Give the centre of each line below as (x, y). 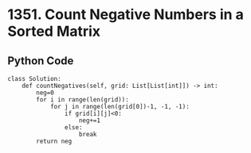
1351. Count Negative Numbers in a (126, 15)
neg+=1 (90, 120)
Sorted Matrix (54, 31)
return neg (54, 141)
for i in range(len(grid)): (82, 100)
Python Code (41, 61)
